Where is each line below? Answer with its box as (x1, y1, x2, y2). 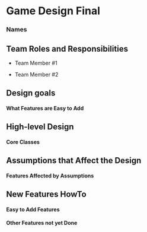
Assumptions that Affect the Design (6, 155, 142, 166)
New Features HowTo (6, 189, 87, 199)
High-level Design (6, 122, 74, 132)
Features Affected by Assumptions (6, 172, 94, 179)
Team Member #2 (14, 71, 59, 78)
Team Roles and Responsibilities (6, 43, 129, 54)
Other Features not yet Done (6, 220, 78, 227)
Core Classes (6, 138, 40, 145)
